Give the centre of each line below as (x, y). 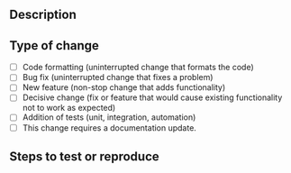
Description (43, 15)
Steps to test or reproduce (84, 156)
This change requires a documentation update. (109, 127)
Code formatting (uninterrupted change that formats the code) (138, 68)
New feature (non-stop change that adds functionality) (124, 87)
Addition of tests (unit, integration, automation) (109, 117)
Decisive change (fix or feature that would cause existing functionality (152, 97)
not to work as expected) (69, 108)
